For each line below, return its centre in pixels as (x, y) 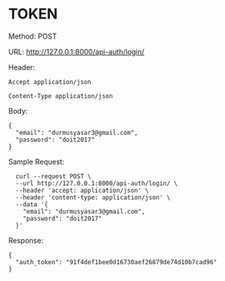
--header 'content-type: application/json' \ (93, 198)
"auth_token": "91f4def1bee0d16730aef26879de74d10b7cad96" (117, 262)
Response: (26, 240)
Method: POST (33, 36)
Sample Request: (37, 161)
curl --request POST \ (53, 176)
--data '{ (32, 204)
